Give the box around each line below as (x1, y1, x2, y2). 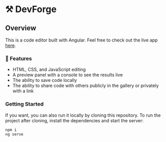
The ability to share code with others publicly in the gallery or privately (12, 82, 159, 89)
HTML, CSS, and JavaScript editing (12, 67, 86, 73)
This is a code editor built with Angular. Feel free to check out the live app (5, 37, 158, 43)
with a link (12, 88, 34, 94)
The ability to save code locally (12, 77, 77, 83)
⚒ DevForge (5, 4, 57, 15)
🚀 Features (5, 55, 32, 62)
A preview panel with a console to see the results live (12, 72, 123, 78)
